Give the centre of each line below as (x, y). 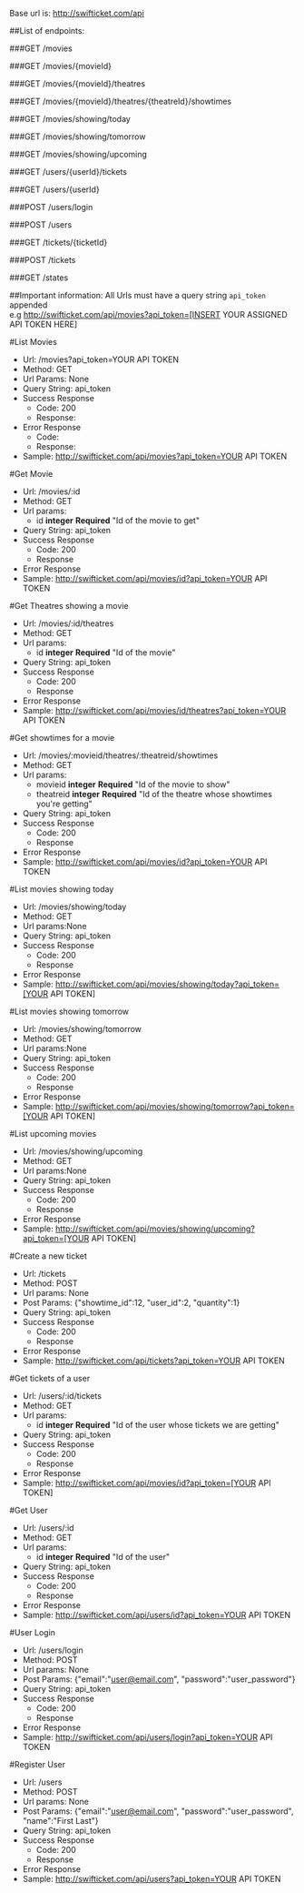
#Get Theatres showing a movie (69, 606)
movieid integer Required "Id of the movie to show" (133, 785)
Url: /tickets (44, 1274)
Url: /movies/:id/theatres (68, 623)
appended (29, 305)
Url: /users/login (53, 1650)
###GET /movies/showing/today (70, 119)
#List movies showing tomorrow (69, 1011)
